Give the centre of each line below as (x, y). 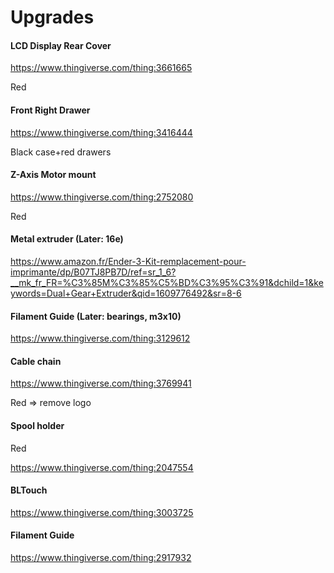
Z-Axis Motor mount (53, 175)
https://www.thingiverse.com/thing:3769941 (101, 383)
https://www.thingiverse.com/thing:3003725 (102, 512)
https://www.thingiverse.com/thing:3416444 (101, 132)
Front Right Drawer (50, 110)
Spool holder (37, 425)
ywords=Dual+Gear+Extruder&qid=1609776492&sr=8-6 (126, 293)
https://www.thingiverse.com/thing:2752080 (102, 197)
